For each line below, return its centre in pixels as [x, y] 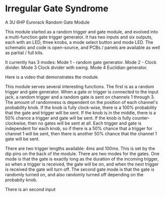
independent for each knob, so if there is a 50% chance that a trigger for [79, 128]
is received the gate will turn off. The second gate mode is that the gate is [80, 169]
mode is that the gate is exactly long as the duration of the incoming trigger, [82, 159]
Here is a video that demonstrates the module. [52, 77]
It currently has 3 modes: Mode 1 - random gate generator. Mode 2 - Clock [81, 62]
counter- [141, 118]
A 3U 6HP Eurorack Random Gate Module [47, 22]
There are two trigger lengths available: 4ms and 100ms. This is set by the [80, 148]
